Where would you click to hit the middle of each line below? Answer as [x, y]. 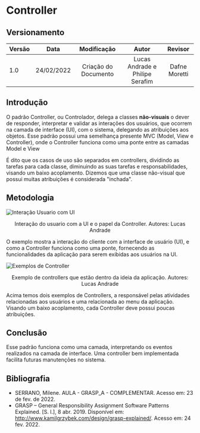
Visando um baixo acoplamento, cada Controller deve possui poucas [90, 308]
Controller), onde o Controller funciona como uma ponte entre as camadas [98, 142]
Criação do [98, 66]
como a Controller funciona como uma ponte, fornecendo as [80, 248]
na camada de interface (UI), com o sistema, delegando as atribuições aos [98, 129]
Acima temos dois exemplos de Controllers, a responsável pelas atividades [98, 295]
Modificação [98, 49]
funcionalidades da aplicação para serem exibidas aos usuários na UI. [92, 254]
